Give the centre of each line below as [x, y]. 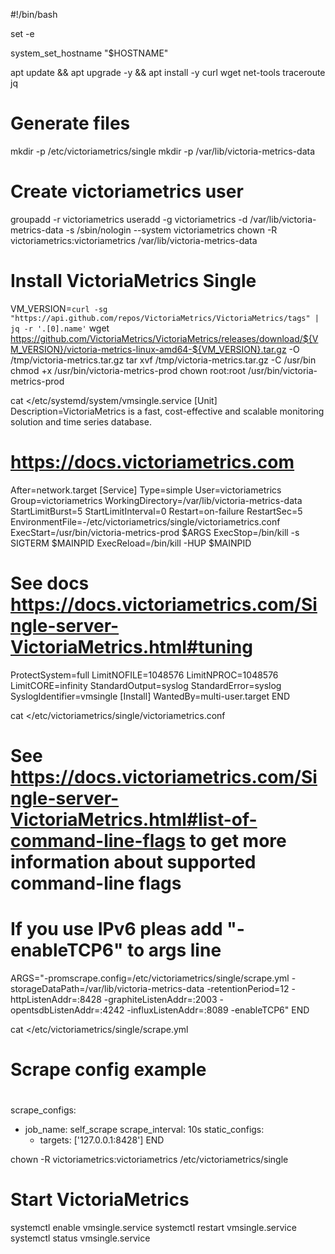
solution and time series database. [81, 421]
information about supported [133, 861]
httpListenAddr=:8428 [56, 999]
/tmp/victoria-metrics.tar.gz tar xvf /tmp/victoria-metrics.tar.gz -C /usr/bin [163, 360]
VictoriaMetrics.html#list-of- [134, 819]
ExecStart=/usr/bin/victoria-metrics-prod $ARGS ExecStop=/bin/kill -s [155, 532]
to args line [174, 950]
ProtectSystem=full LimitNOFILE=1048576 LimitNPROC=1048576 [144, 675]
